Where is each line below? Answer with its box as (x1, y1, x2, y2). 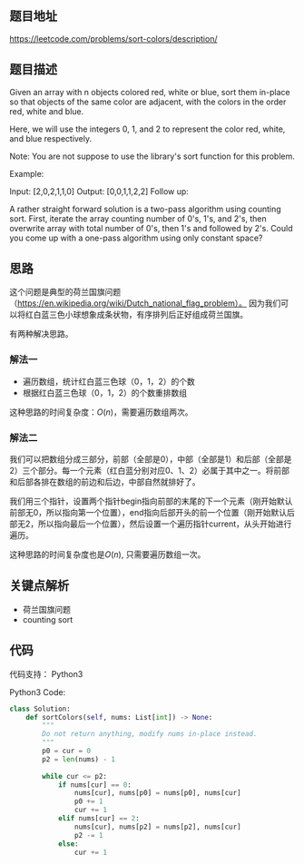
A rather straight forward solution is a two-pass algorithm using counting (9, 203, 281, 214)
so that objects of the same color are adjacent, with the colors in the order (9, 96, 287, 107)
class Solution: (9, 704, 71, 713)
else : (57, 839, 79, 849)
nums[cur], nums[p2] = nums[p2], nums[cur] (74, 822, 242, 831)
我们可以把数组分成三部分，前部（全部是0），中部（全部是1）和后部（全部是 (9, 454, 292, 465)
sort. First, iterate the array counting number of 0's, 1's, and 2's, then (9, 212, 268, 224)
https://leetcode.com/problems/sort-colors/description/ (9, 33, 218, 44)
